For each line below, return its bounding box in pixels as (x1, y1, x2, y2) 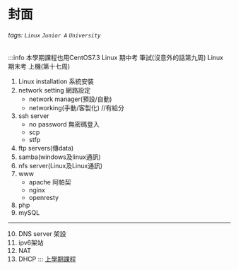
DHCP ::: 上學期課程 (18, 255, 76, 264)
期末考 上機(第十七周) (8, 62, 71, 71)
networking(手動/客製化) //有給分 (28, 104, 125, 112)
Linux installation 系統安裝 (18, 77, 95, 86)
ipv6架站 (18, 238, 44, 247)
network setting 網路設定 (18, 86, 91, 95)
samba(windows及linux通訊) (18, 153, 101, 161)
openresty (28, 194, 59, 202)
